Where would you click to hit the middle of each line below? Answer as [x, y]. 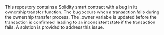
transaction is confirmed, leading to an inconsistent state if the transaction [80, 22]
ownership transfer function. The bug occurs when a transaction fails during [82, 12]
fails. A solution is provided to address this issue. [55, 27]
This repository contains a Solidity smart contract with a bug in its [71, 7]
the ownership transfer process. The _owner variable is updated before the [81, 17]
